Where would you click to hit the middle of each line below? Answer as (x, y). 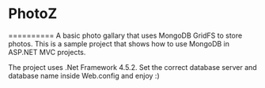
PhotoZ (33, 14)
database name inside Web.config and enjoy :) (84, 75)
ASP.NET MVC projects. (47, 52)
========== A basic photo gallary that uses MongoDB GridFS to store (125, 35)
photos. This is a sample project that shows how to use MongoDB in (119, 43)
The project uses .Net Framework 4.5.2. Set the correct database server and (132, 67)
